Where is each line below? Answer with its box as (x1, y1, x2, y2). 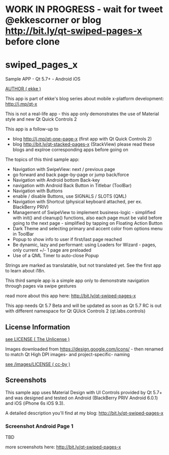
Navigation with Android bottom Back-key (12, 177, 100, 183)
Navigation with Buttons (12, 188, 63, 194)
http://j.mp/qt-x (5, 101, 38, 107)
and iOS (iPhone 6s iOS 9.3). (5, 400, 65, 406)
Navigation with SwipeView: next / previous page (12, 166, 115, 172)
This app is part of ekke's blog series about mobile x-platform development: (5, 95, 164, 102)
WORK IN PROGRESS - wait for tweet (5, 4, 163, 15)
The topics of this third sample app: (5, 156, 80, 163)
